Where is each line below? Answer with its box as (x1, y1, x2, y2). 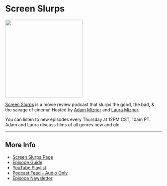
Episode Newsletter (12, 175, 53, 181)
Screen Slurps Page (12, 154, 53, 160)
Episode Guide (12, 159, 43, 165)
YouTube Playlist (12, 165, 46, 171)
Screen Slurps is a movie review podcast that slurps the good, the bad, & (5, 101, 155, 107)
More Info (5, 141, 36, 149)
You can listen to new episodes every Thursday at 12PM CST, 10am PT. (5, 116, 151, 122)
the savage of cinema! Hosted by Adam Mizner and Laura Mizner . (5, 106, 140, 112)
